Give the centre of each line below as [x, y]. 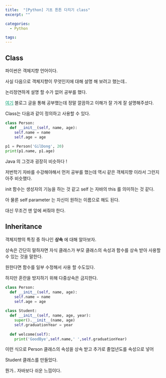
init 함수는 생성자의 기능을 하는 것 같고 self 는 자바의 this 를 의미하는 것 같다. [80, 189]
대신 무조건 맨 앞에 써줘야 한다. [35, 211]
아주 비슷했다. [19, 178]
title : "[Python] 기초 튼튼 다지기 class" [48, 10]
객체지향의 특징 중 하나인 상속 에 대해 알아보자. [51, 239]
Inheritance [24, 227]
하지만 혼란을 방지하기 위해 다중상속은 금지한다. [52, 278]
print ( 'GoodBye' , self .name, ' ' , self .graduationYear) [71, 339]
